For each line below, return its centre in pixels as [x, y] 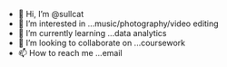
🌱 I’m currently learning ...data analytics [92, 33]
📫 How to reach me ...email [70, 53]
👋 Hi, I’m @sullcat [51, 14]
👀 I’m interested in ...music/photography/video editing [118, 24]
